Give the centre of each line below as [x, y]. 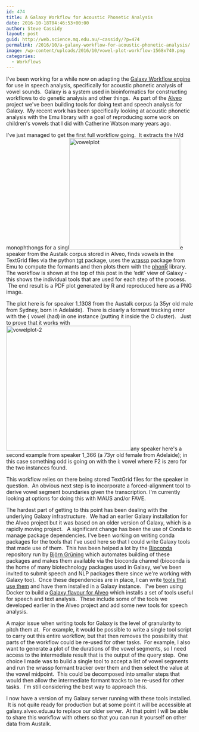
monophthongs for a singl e [95, 247]
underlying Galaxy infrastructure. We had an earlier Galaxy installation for [97, 516]
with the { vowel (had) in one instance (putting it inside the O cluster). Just [99, 316]
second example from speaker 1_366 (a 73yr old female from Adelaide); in [97, 455]
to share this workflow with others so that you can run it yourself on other [96, 717]
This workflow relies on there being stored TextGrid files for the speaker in [97, 479]
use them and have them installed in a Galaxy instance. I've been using [95, 586]
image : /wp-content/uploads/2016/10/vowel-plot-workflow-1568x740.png [96, 51]
